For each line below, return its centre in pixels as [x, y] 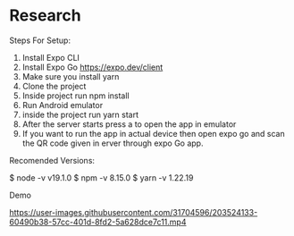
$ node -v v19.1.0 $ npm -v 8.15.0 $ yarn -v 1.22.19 [101, 177]
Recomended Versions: [52, 160]
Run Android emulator [63, 105]
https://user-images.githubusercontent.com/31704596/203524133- [134, 212]
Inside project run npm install [76, 96]
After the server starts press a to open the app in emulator [129, 124]
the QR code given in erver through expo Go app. [113, 143]
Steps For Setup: [40, 40]
